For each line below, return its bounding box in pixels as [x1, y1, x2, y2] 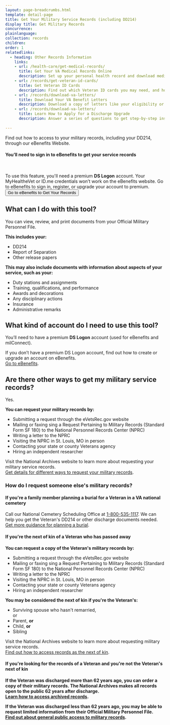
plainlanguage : [5, 31, 37, 36]
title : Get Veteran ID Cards [18, 83, 80, 88]
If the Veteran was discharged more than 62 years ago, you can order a [5, 677, 158, 683]
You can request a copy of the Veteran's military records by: [5, 545, 135, 551]
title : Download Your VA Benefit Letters [18, 97, 108, 102]
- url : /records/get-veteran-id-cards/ [14, 78, 99, 83]
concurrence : [5, 26, 33, 31]
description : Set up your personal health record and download [18, 74, 155, 79]
